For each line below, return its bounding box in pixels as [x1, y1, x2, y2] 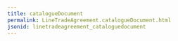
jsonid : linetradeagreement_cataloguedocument [7, 23, 146, 30]
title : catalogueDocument [7, 10, 83, 17]
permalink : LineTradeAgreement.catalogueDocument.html [7, 17, 172, 24]
